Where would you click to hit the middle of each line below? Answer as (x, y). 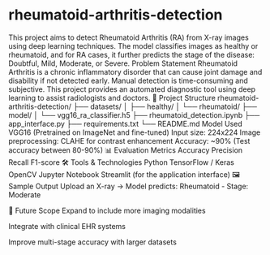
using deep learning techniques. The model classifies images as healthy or (133, 45)
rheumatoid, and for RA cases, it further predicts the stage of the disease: (132, 54)
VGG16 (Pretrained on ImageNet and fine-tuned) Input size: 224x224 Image (135, 132)
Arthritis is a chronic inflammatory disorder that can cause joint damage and (135, 71)
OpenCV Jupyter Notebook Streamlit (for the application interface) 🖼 (124, 174)
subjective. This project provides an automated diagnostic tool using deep (132, 89)
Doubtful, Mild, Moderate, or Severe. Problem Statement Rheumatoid (123, 63)
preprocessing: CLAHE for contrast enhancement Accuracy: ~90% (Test (129, 140)
